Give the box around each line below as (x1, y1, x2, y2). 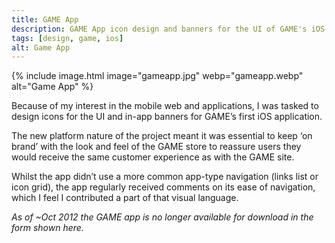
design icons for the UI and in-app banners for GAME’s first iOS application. (11, 111, 323, 123)
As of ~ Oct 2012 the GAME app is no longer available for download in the (11, 211, 314, 223)
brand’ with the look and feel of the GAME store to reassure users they (11, 141, 302, 153)
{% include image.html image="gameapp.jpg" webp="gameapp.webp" (11, 70, 304, 82)
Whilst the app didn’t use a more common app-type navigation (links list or (11, 171, 319, 183)
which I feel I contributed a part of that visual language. (11, 192, 239, 204)
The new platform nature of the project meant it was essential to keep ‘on (11, 130, 313, 142)
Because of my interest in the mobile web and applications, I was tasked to (11, 100, 319, 112)
